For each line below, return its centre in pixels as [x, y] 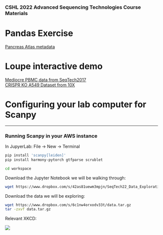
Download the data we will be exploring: [45, 196]
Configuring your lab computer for [76, 104]
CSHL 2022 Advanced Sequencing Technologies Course [73, 7]
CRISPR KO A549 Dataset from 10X [40, 85]
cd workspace [18, 169]
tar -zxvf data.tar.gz [28, 209]
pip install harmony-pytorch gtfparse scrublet [54, 160]
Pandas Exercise [39, 33]
